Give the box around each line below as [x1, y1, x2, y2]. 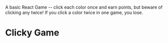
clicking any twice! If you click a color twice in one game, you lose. [5, 9, 143, 15]
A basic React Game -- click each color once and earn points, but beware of [5, 4, 163, 10]
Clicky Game [5, 27, 59, 38]
